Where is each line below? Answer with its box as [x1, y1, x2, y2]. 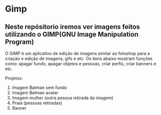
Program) [5, 38, 34, 46]
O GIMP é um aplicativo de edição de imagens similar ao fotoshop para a [5, 51, 150, 56]
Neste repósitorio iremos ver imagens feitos [5, 23, 140, 31]
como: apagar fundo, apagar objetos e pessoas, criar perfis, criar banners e [5, 61, 156, 66]
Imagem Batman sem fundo [12, 85, 68, 90]
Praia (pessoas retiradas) [12, 100, 62, 106]
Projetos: [5, 75, 23, 81]
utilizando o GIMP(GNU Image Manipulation [5, 30, 139, 38]
